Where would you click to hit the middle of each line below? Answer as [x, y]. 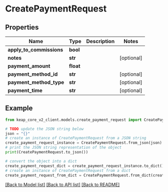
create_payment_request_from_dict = [43, 175]
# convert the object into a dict [41, 161]
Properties [22, 27]
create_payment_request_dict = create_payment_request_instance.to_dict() [85, 166]
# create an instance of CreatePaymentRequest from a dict [68, 170]
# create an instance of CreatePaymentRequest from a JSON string [76, 138]
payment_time [25, 90]
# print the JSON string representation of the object [63, 148]
